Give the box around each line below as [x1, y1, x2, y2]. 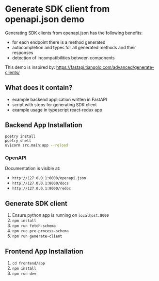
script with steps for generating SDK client [12, 101, 97, 108]
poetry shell [5, 138, 32, 143]
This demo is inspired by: [5, 64, 56, 70]
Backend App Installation [5, 121, 82, 130]
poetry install [5, 134, 36, 139]
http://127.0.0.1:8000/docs [12, 181, 69, 186]
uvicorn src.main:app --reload [5, 143, 68, 148]
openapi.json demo [5, 14, 85, 25]
